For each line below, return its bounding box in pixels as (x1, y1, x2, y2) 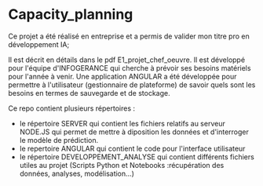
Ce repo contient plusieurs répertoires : (8, 104, 136, 113)
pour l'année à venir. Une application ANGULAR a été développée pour (8, 71, 237, 81)
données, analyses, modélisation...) (19, 169, 135, 178)
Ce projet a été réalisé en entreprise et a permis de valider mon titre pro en (8, 31, 250, 41)
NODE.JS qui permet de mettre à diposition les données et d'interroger (19, 127, 250, 137)
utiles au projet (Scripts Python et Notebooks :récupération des (19, 160, 225, 170)
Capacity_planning (8, 5, 133, 24)
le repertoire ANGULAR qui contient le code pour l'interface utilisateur (19, 144, 246, 153)
